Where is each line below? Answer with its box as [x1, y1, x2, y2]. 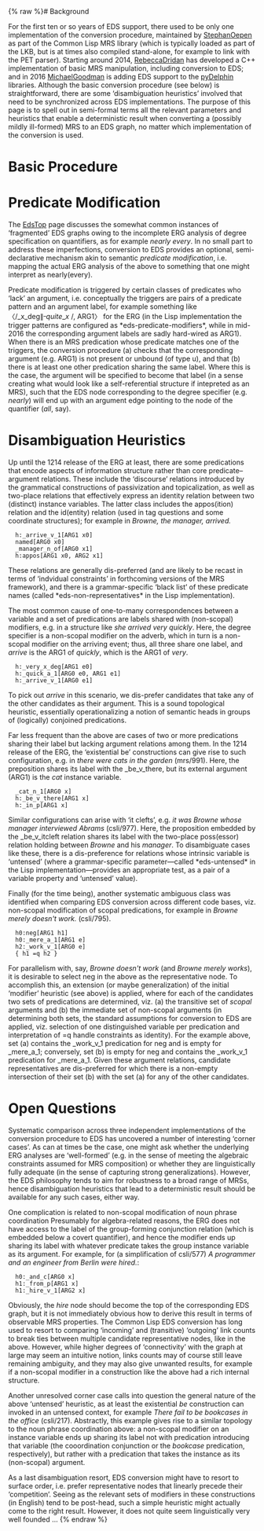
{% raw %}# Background [8, 7, 90, 16]
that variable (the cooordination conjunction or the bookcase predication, [8, 1441, 245, 1450]
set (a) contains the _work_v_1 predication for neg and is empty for [8, 1038, 222, 1048]
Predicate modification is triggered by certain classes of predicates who [8, 285, 242, 295]
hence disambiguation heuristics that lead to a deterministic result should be [8, 1184, 256, 1193]
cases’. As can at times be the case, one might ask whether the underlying [8, 1142, 249, 1151]
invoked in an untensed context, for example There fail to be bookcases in [8, 1407, 248, 1417]
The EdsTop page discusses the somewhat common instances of [8, 220, 219, 229]
